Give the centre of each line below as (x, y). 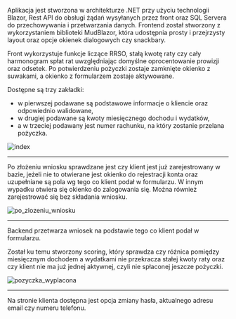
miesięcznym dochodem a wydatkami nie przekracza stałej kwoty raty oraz (116, 259)
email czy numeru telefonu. (47, 308)
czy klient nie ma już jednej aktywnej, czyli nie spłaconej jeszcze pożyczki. (115, 267)
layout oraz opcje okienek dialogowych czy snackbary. (87, 40)
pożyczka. (32, 133)
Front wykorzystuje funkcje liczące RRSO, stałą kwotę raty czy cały (104, 53)
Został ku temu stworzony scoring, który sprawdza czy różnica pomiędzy (113, 252)
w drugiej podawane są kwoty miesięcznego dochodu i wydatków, (113, 118)
